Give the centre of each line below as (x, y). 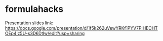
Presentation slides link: (29, 23)
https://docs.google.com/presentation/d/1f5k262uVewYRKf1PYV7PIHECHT (81, 28)
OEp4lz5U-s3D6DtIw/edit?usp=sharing (45, 33)
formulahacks (34, 9)
